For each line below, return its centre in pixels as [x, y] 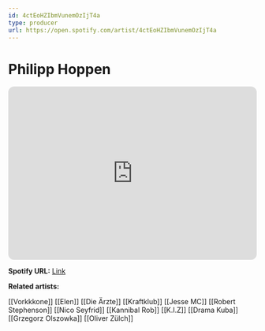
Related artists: [34, 286]
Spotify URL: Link [37, 271]
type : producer [33, 23]
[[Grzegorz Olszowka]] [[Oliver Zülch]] [71, 318]
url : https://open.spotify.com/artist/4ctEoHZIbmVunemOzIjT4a [112, 30]
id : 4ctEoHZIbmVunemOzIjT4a [54, 15]
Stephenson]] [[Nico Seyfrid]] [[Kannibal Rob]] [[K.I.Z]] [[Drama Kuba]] [123, 310]
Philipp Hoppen [60, 69]
